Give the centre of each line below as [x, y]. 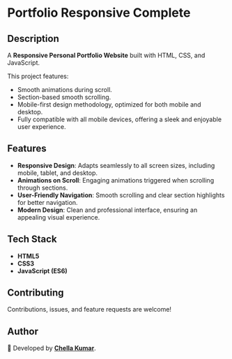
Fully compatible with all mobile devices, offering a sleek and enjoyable [119, 119]
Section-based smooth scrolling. [64, 97]
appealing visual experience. [59, 217]
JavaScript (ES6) [42, 270]
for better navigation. [47, 202]
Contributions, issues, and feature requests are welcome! [90, 310]
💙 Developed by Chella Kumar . [52, 348]
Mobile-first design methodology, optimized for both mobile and [109, 105]
